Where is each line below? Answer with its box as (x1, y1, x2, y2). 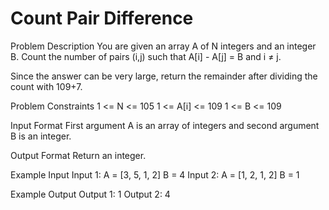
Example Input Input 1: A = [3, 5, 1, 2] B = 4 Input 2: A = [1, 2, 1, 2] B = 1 (10, 168, 300, 181)
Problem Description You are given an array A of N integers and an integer (10, 40, 317, 52)
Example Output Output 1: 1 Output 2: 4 (10, 188, 171, 200)
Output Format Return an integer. (10, 149, 147, 161)
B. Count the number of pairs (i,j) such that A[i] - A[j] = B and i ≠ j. (10, 50, 282, 62)
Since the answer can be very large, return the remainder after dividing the (10, 70, 318, 82)
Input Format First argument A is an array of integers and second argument (10, 119, 320, 131)
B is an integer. (10, 130, 72, 142)
